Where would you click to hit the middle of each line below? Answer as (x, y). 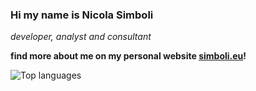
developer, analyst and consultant (81, 37)
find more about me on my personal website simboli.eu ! (128, 56)
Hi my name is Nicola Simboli (82, 15)
